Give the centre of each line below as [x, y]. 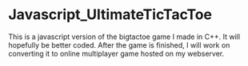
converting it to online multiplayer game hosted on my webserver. [116, 53]
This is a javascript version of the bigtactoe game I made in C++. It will [124, 37]
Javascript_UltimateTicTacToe [110, 15]
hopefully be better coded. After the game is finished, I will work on [119, 45]
